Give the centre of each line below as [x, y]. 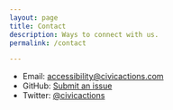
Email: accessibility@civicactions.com [93, 77]
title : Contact [38, 26]
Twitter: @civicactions [64, 96]
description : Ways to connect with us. [84, 34]
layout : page [34, 18]
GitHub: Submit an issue [67, 86]
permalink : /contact [48, 43]
